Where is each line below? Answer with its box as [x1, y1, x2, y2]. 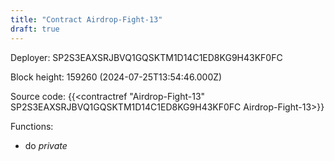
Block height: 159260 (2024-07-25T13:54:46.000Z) [10, 71, 223, 83]
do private [24, 139, 68, 151]
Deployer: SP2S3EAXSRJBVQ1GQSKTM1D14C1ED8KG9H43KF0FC [10, 51, 283, 63]
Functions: [10, 120, 54, 132]
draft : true [10, 24, 60, 34]
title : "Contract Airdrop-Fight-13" [10, 14, 163, 25]
